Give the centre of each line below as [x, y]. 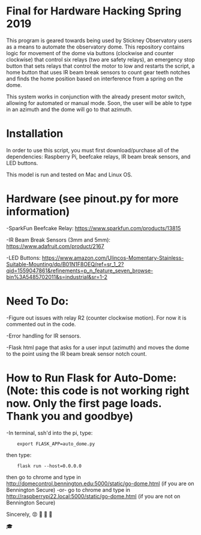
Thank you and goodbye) [70, 416]
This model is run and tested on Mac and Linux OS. [69, 175]
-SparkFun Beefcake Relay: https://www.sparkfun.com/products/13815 [94, 228]
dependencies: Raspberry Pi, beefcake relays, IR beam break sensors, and [98, 157]
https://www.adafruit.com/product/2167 [55, 246]
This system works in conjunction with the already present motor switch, [96, 97]
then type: [19, 455]
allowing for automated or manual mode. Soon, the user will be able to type [99, 103]
